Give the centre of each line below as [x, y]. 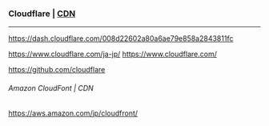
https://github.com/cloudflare [57, 70]
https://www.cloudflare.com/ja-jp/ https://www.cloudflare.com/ [113, 54]
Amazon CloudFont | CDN [51, 87]
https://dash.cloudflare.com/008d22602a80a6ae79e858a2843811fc [121, 39]
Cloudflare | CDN [42, 14]
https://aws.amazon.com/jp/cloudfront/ [73, 113]
